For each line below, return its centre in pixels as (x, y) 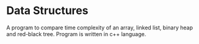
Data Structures (47, 11)
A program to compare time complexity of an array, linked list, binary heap (100, 28)
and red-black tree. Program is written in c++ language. (76, 34)
